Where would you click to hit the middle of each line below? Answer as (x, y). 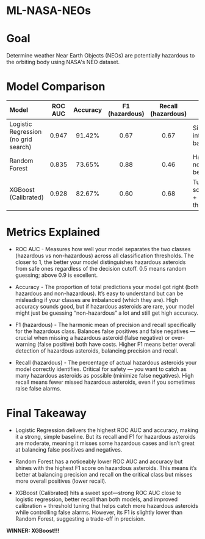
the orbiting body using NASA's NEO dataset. (63, 62)
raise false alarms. (38, 388)
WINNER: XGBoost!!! (33, 530)
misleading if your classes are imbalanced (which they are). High (96, 300)
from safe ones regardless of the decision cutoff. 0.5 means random (101, 269)
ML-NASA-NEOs (49, 11)
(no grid (21, 139)
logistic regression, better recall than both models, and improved (96, 499)
